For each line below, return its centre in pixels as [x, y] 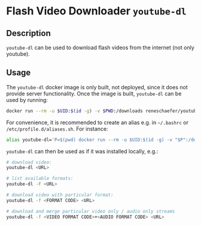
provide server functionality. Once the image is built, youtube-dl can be [94, 94]
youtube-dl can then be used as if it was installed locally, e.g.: [82, 151]
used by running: [27, 100]
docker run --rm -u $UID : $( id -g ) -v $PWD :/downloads [75, 111]
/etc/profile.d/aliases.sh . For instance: [57, 129]
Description [28, 33]
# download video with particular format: [60, 195]
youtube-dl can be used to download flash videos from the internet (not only [100, 47]
